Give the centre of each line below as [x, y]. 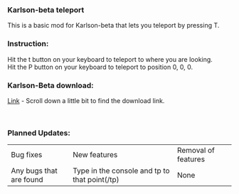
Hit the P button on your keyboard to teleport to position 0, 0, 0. [100, 67]
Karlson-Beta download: [51, 85]
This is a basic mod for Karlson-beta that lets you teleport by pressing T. [113, 26]
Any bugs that [34, 171]
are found [27, 180]
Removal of [196, 151]
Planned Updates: [39, 133]
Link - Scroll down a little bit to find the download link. [86, 100]
